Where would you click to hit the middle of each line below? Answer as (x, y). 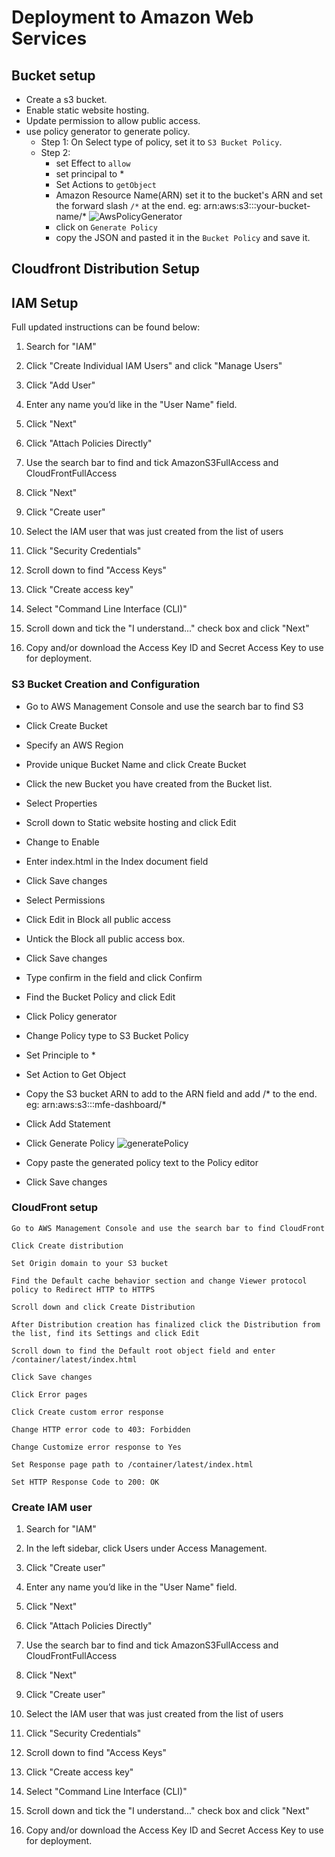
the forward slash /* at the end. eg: (128, 205)
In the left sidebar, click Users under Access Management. (146, 1548)
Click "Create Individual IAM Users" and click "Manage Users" (154, 366)
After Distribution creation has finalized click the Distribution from (166, 1324)
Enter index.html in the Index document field (117, 861)
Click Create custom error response (87, 1412)
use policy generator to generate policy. (108, 131)
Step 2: (55, 152)
